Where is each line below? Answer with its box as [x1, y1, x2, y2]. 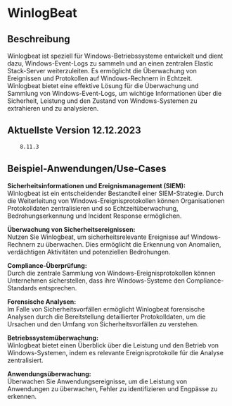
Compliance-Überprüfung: [7, 261, 88, 269]
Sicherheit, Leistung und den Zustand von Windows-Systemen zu [7, 97, 198, 105]
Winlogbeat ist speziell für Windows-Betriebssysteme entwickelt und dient [7, 51, 224, 60]
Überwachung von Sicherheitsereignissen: [7, 225, 136, 233]
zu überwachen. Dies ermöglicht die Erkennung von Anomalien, [37, 240, 221, 248]
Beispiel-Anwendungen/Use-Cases [7, 163, 167, 175]
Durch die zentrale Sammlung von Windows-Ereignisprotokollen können [7, 269, 216, 277]
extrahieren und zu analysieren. [7, 104, 99, 112]
